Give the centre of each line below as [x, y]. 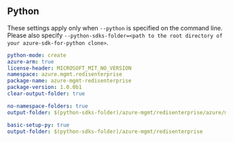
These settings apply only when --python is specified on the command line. [115, 28]
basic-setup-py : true [38, 125]
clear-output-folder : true [46, 94]
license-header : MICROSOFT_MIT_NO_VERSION [69, 68]
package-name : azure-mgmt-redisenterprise [69, 81]
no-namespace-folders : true [48, 106]
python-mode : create [37, 55]
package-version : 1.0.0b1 [44, 88]
